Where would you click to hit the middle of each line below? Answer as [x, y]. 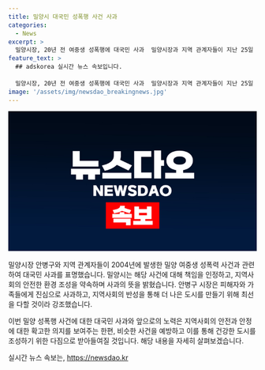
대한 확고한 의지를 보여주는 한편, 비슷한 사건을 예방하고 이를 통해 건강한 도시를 [136, 331]
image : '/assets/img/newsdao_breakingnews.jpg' [88, 92]
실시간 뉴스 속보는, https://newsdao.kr [68, 357]
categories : [28, 25]
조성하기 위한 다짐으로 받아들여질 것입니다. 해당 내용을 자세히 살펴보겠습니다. [126, 341]
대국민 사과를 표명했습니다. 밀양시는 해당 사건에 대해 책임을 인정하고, [128, 274]
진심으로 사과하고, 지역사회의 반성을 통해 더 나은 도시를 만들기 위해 [137, 294]
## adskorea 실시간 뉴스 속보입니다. [69, 67]
